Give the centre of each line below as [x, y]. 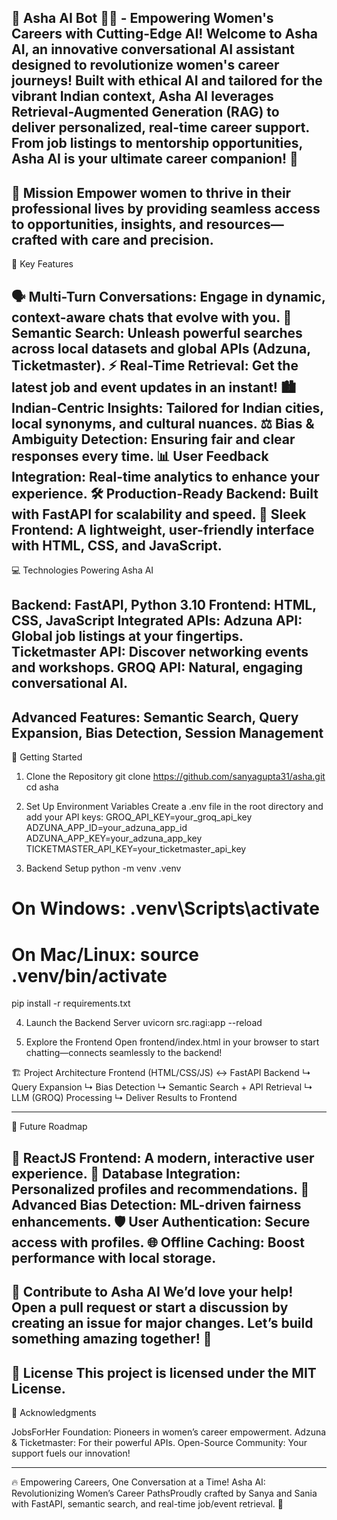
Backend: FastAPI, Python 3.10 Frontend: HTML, [164, 605]
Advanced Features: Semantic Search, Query [155, 717]
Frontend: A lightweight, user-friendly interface [163, 529]
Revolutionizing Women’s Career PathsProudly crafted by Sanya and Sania [164, 1493]
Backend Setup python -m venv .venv [103, 868]
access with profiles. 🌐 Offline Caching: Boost [158, 1242]
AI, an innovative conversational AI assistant [153, 49]
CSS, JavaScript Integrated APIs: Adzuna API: [157, 621]
